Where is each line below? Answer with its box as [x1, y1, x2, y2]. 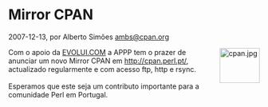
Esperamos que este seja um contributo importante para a [8, 81, 199, 91]
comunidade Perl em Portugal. [8, 89, 108, 99]
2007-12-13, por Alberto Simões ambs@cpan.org [8, 32, 170, 42]
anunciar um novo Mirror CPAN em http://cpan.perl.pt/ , [8, 56, 189, 65]
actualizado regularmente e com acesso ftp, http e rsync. [8, 64, 197, 73]
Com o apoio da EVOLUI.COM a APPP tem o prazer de [8, 47, 187, 57]
